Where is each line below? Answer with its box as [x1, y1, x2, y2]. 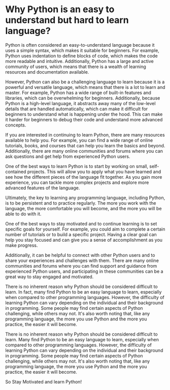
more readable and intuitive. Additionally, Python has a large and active [5, 58, 154, 64]
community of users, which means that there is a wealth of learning [5, 63, 146, 70]
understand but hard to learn [5, 14, 129, 26]
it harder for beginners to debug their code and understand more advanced [5, 116, 163, 122]
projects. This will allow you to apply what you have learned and [27, 169, 161, 175]
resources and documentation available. [5, 69, 89, 75]
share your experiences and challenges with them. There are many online [5, 257, 159, 264]
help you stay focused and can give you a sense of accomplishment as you [5, 237, 163, 243]
